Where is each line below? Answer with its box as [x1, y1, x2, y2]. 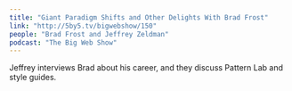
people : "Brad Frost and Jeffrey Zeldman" [9, 29, 169, 38]
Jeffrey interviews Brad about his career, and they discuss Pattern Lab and [9, 62, 283, 73]
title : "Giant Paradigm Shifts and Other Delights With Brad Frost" [9, 12, 269, 22]
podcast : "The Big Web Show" [9, 37, 118, 47]
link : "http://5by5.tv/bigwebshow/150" [9, 21, 158, 30]
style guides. [9, 72, 57, 83]
